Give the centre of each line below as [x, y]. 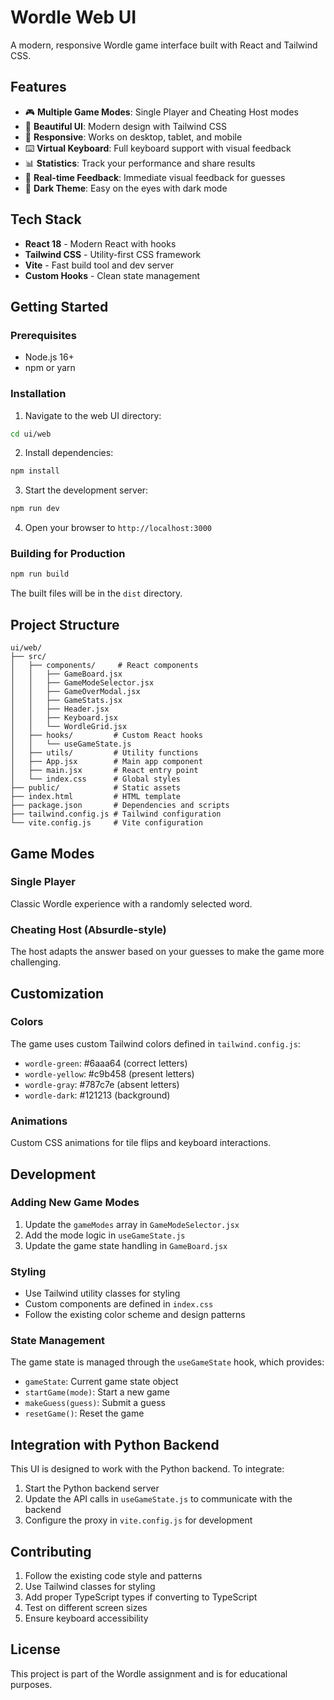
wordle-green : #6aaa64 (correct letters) [106, 1063]
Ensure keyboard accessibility [86, 1618]
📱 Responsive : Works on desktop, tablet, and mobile [133, 137]
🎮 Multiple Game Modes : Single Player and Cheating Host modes [161, 112]
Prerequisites [43, 335]
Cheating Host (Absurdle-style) [88, 929]
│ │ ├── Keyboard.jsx [64, 718]
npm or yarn [50, 368]
